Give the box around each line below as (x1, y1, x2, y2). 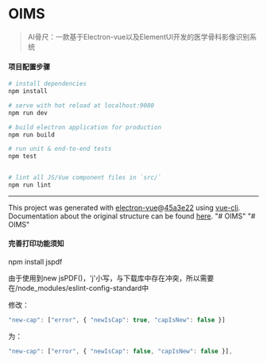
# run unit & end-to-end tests (8, 145, 112, 153)
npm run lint (8, 181, 52, 189)
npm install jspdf (8, 257, 63, 267)
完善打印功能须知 (8, 239, 64, 249)
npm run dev (8, 109, 48, 117)
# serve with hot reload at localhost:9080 (8, 101, 155, 110)
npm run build (8, 130, 56, 139)
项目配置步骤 (8, 61, 50, 71)
